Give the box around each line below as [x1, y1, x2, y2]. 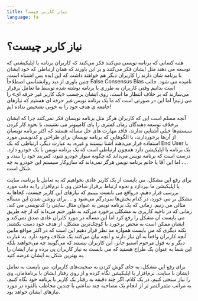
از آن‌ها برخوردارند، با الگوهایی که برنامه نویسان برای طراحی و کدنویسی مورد [7, 134, 176, 141]
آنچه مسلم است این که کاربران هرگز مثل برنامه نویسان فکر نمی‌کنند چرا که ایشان [7, 115, 187, 122]
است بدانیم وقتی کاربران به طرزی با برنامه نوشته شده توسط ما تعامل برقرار [7, 84, 176, 92]
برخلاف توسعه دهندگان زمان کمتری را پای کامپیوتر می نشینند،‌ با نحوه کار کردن [7, 121, 179, 128]
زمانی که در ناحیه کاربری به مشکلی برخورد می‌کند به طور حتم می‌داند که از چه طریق [7, 208, 193, 215]
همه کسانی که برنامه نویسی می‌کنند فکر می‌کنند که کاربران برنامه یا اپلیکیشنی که [7, 59, 184, 66]
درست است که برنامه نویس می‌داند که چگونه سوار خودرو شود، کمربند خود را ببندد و [7, 152, 191, 160]
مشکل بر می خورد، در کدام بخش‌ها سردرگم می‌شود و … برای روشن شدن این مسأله [7, 195, 193, 202]
